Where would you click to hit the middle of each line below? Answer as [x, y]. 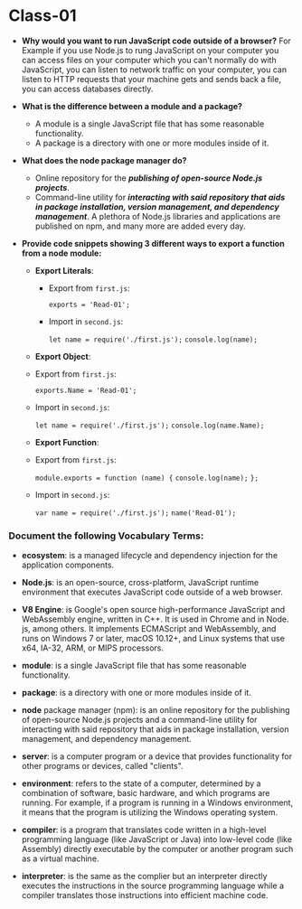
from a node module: [61, 253]
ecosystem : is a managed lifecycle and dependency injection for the [149, 556]
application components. [68, 565]
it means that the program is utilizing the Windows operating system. [150, 812]
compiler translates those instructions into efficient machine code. [145, 895]
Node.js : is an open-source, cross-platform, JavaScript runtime [140, 583]
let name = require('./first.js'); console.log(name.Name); [150, 426]
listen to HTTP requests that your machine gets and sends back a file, [151, 79]
